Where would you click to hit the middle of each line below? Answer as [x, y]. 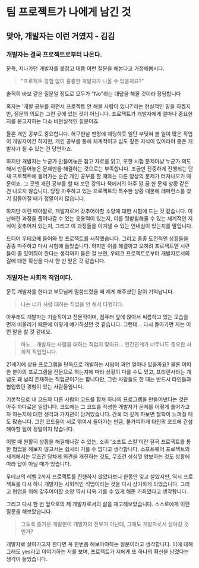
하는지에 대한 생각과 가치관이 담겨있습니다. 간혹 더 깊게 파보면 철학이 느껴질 [99, 414]
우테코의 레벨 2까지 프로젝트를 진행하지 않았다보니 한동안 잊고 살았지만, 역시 [94, 477]
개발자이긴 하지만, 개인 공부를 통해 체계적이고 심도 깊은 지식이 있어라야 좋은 [99, 141]
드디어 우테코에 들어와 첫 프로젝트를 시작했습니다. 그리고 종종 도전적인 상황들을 [97, 238]
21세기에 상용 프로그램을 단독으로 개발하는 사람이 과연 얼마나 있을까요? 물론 [93, 365]
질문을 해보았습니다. [29, 512]
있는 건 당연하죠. [54, 149]
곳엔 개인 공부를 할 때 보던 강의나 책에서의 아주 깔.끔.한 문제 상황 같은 [109, 183]
